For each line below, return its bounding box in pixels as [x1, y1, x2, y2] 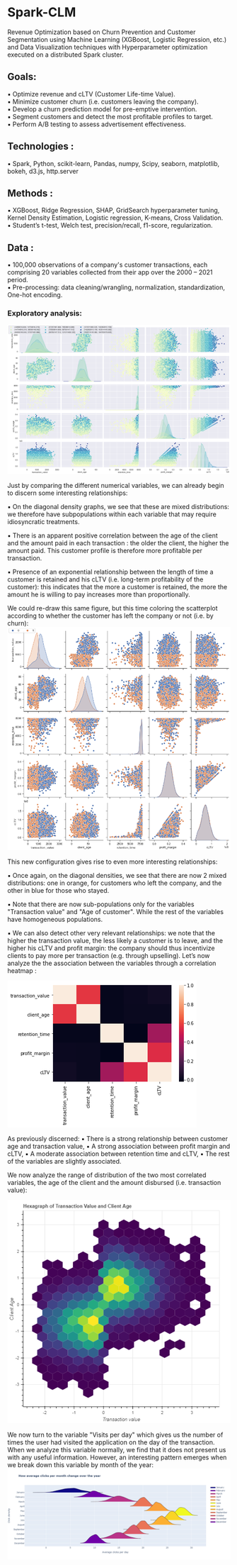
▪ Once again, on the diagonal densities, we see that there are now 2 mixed [7, 871, 227, 879]
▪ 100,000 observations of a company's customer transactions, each [7, 260, 208, 269]
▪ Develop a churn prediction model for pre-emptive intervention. [7, 104, 197, 113]
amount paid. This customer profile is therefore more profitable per [7, 546, 203, 555]
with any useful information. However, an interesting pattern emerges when [7, 1453, 227, 1461]
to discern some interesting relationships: [7, 489, 128, 497]
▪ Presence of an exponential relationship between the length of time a [7, 567, 214, 576]
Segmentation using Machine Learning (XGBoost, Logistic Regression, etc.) [7, 35, 227, 43]
